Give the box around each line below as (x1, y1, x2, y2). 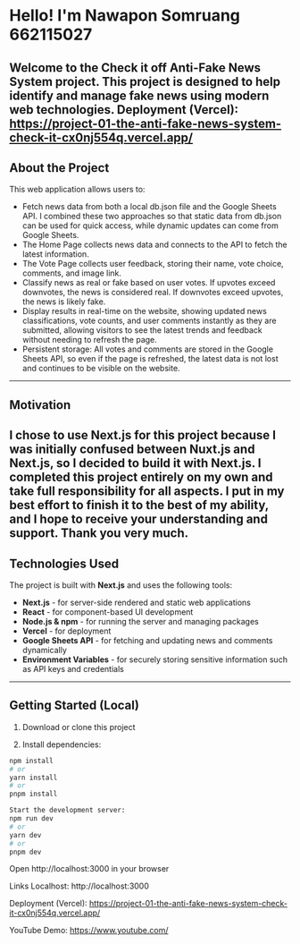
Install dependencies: (21, 739, 102, 750)
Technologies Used (9, 556, 119, 571)
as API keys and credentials (21, 663, 125, 674)
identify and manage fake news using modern (9, 88, 270, 103)
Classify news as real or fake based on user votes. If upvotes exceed (21, 277, 276, 288)
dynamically (21, 644, 67, 655)
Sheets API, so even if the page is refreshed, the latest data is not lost (21, 353, 279, 364)
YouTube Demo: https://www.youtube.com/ (9, 925, 169, 936)
